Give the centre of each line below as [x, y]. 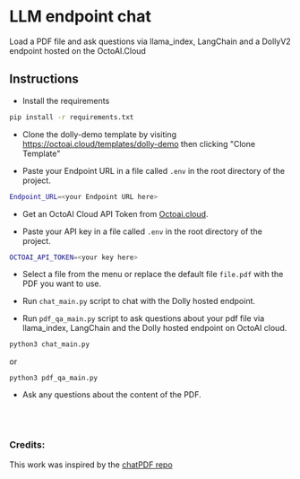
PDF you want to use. [61, 283]
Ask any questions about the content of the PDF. [111, 395]
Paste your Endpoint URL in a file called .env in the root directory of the [153, 170]
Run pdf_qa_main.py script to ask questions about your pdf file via [143, 318]
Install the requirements [66, 100]
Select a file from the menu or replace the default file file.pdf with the [153, 274]
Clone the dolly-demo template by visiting [99, 134]
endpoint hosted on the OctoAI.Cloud [77, 50]
